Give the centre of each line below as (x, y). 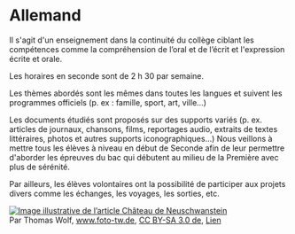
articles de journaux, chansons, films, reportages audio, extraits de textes (144, 129)
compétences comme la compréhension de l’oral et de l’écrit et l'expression (147, 49)
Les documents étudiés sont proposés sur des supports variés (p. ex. (136, 120)
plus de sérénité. (40, 167)
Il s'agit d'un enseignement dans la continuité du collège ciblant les (132, 40)
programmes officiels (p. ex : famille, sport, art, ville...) (108, 102)
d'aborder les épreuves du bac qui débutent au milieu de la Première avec (144, 157)
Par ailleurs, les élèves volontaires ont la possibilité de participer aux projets (147, 183)
